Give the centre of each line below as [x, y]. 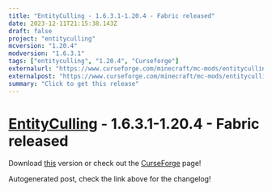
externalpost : [32, 76]
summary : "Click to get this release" [74, 83]
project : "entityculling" [52, 38]
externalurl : [30, 69]
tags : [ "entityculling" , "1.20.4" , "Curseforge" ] [94, 62]
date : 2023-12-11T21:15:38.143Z [63, 23]
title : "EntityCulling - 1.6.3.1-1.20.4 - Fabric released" [112, 16]
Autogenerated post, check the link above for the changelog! [110, 179]
